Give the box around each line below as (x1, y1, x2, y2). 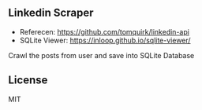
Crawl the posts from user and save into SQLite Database (8, 50, 195, 60)
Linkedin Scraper (8, 6, 94, 20)
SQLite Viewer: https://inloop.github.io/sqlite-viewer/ (19, 35, 191, 45)
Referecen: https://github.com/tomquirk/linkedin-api (19, 27, 189, 36)
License (8, 74, 48, 87)
